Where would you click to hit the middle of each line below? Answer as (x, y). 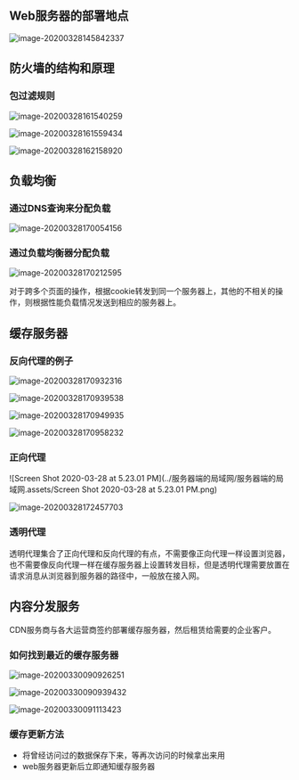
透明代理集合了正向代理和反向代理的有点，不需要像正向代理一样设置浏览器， (149, 553)
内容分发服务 (44, 607)
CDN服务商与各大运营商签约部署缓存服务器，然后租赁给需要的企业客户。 (142, 629)
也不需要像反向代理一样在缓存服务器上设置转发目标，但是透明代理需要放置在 (149, 564)
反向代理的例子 (41, 361)
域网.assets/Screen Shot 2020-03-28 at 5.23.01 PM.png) (113, 489)
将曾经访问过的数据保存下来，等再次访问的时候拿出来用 (123, 755)
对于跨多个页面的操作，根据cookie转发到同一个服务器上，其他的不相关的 (142, 291)
